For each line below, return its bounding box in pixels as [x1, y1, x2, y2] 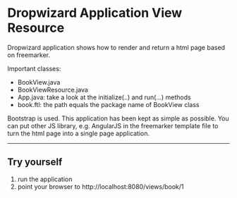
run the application [17, 175, 73, 183]
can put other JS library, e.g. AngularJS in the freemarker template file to [7, 121, 219, 130]
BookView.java [17, 78, 61, 86]
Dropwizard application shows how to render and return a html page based [7, 43, 226, 51]
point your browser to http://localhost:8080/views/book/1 [17, 182, 185, 191]
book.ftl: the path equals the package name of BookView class [17, 100, 200, 109]
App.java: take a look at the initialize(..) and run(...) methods [17, 93, 192, 101]
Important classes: [7, 64, 61, 73]
